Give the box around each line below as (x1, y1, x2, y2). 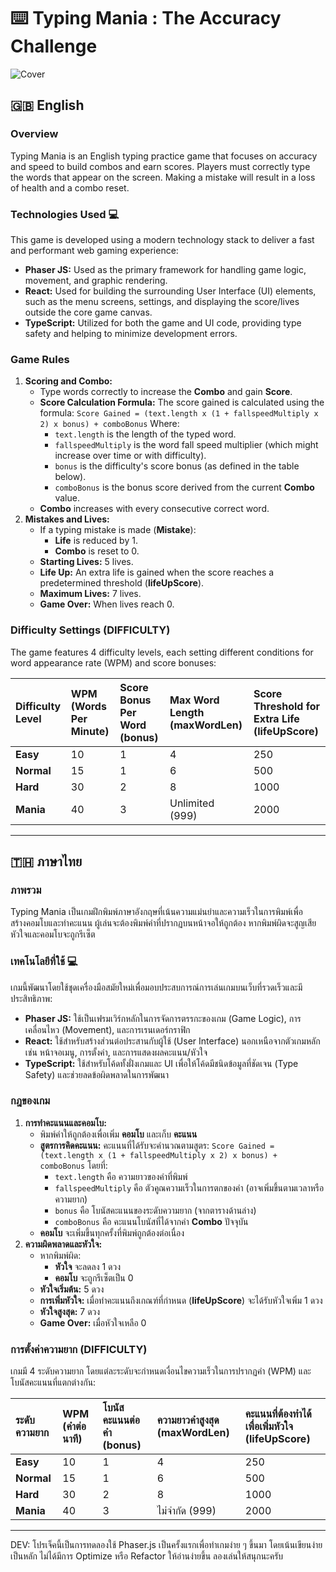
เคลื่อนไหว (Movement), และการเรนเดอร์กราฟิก (24, 1023, 191, 1035)
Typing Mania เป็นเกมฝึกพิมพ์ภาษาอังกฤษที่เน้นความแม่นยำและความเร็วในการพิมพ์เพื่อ (10, 906, 303, 918)
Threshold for (253, 699, 321, 713)
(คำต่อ (62, 1420, 87, 1434)
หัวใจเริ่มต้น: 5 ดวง (39, 1283, 105, 1295)
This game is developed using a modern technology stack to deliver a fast (10, 233, 315, 245)
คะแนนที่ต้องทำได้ (244, 1407, 312, 1421)
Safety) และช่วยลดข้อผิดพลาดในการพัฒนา (24, 1068, 169, 1080)
